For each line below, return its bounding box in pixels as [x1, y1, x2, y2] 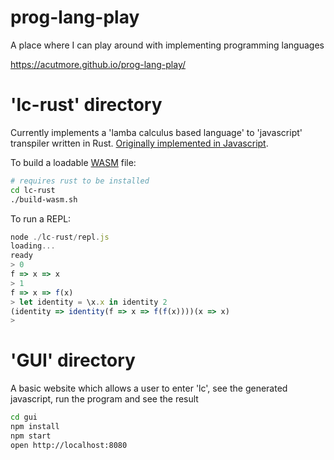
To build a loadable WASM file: [10, 156, 137, 168]
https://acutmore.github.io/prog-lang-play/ [10, 58, 186, 70]
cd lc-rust [10, 185, 56, 195]
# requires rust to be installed [10, 176, 150, 186]
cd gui [10, 412, 38, 423]
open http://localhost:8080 [10, 440, 128, 450]
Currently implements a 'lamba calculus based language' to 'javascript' [10, 126, 303, 138]
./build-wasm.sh [10, 194, 78, 205]
